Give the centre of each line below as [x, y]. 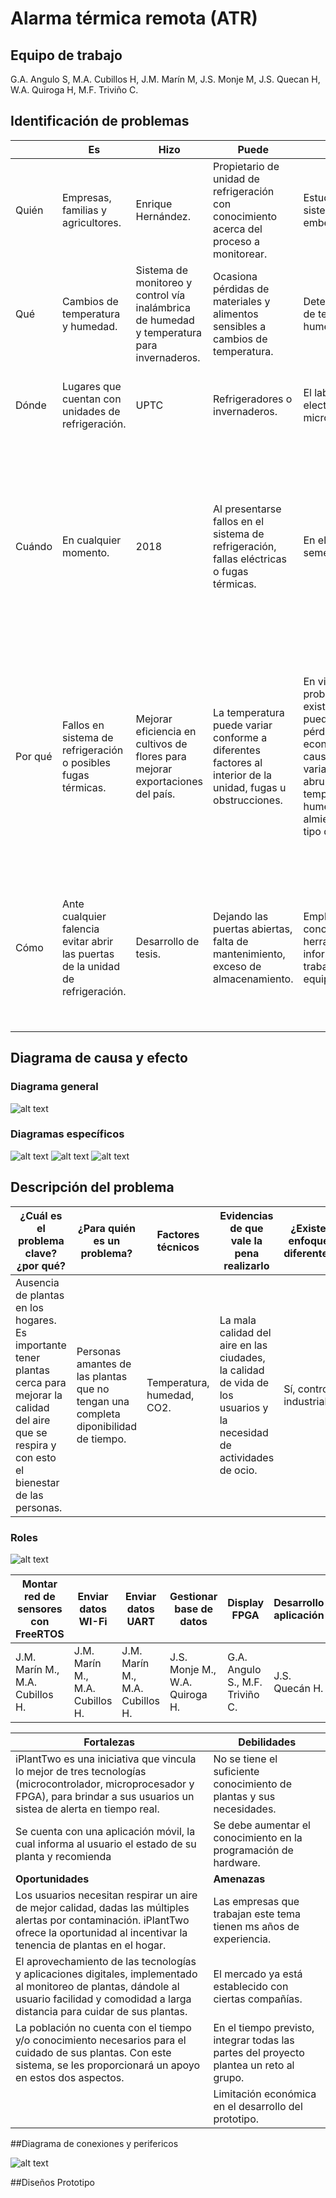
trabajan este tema [257, 1914]
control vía [160, 295]
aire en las [243, 1345]
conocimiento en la [258, 1837]
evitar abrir [87, 941]
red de [40, 1596]
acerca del [238, 229]
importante [41, 1345]
